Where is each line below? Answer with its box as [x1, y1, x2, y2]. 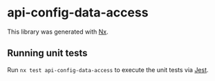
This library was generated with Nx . [7, 27, 109, 36]
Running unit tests [7, 47, 88, 59]
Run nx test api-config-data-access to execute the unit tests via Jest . [7, 65, 209, 73]
